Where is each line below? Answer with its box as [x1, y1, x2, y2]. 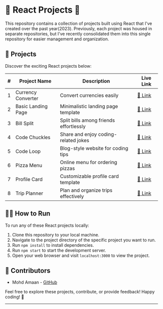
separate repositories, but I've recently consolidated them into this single [5, 31, 151, 36]
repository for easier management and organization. [5, 36, 109, 42]
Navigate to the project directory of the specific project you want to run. [12, 237, 156, 243]
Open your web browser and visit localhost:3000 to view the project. [12, 253, 150, 258]
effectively [60, 193, 84, 200]
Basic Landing [15, 103, 48, 109]
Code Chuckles [15, 134, 51, 141]
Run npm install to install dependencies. [12, 242, 94, 248]
